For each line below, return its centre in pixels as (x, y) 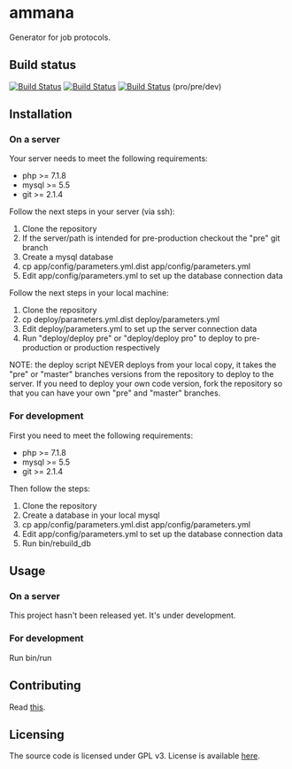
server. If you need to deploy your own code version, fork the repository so (146, 384)
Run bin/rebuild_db (56, 543)
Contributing (45, 685)
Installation (41, 115)
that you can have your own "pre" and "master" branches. (115, 393)
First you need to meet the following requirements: (101, 435)
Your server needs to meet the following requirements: (108, 158)
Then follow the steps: (50, 488)
